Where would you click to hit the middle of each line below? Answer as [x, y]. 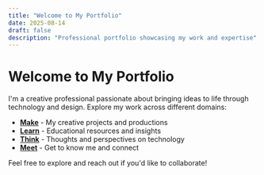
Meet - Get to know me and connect [79, 148]
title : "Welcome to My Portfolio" [65, 15]
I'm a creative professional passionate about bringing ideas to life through [128, 99]
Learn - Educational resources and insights [90, 131]
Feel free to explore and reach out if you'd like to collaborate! [108, 163]
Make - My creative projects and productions [94, 123]
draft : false [30, 30]
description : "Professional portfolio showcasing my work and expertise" [133, 38]
